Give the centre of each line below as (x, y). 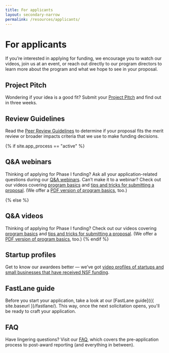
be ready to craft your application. (41, 311)
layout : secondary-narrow (32, 15)
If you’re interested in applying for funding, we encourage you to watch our (83, 58)
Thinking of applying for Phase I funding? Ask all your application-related (81, 174)
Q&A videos (24, 216)
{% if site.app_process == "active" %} (45, 146)
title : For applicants (29, 10)
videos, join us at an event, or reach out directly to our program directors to (83, 64)
